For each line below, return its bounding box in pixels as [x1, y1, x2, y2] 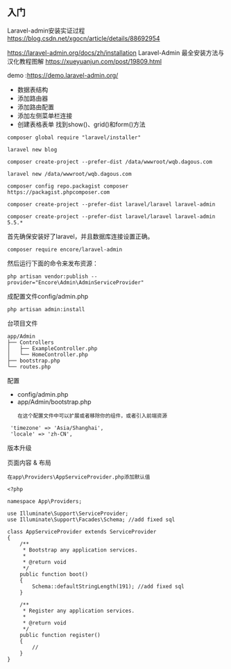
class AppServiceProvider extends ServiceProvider [7, 528, 157, 535]
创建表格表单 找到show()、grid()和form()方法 [17, 120, 146, 129]
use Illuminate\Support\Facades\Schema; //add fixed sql [7, 516, 176, 523]
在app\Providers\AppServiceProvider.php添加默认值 [7, 473, 151, 481]
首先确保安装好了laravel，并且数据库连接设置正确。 [7, 232, 154, 240]
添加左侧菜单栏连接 [17, 111, 73, 119]
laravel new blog [7, 146, 58, 153]
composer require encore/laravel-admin [7, 246, 123, 253]
